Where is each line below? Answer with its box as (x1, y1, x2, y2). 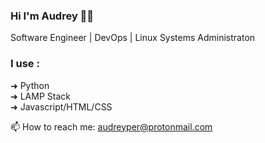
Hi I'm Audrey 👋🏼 (10, 9, 95, 23)
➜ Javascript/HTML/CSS (10, 100, 113, 113)
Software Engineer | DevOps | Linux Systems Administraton (10, 32, 256, 44)
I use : (10, 57, 40, 71)
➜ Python (10, 79, 50, 91)
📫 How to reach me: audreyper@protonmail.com (10, 120, 213, 133)
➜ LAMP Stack (10, 90, 71, 102)
